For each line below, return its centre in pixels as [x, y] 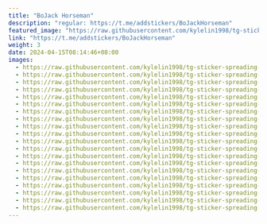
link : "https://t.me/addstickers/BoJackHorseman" [92, 38]
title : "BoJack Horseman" [51, 15]
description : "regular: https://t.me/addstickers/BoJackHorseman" [120, 23]
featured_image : [35, 30]
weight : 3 [25, 45]
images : [21, 60]
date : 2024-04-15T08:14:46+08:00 [64, 52]
